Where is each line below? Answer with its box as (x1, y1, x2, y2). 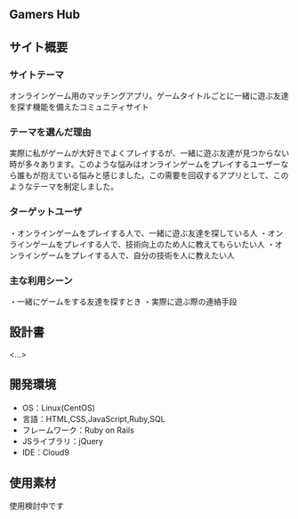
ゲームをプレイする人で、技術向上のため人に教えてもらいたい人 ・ (32, 239, 276, 249)
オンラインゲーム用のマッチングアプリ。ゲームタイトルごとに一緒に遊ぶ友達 (9, 91, 289, 101)
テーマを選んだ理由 (9, 126, 92, 138)
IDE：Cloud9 (21, 447, 69, 458)
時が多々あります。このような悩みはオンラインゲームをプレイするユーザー (9, 159, 281, 170)
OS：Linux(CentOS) (21, 402, 96, 413)
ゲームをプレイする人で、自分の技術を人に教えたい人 (39, 249, 236, 261)
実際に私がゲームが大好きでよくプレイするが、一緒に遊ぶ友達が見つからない (9, 148, 290, 158)
